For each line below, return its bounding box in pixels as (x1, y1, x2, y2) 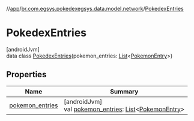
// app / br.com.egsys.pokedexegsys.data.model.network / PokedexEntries (6, 5, 184, 12)
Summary (110, 87, 139, 95)
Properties (6, 69, 47, 80)
